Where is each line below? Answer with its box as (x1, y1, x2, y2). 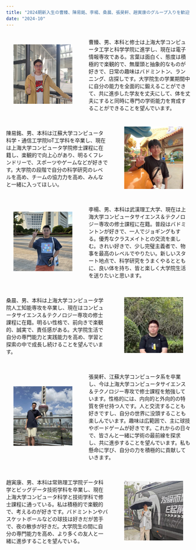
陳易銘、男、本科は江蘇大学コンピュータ (6, 129, 104, 136)
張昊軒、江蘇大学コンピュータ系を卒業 (88, 373, 181, 380)
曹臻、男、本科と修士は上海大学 (88, 38, 166, 45)
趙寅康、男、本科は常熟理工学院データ (6, 478, 98, 485)
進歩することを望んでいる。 (16, 537, 83, 544)
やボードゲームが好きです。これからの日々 (88, 424, 191, 431)
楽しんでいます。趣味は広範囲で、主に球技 (88, 417, 190, 424)
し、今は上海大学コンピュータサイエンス (88, 380, 186, 387)
